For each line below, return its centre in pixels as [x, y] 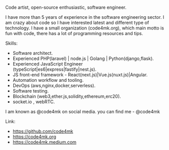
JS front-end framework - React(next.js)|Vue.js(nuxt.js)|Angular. [80, 75]
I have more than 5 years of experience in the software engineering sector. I [85, 17]
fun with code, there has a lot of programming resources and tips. [74, 33]
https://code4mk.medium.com [45, 142]
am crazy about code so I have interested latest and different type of [77, 23]
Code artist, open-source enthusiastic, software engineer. [66, 7]
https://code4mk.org [34, 137]
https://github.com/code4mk [43, 131]
